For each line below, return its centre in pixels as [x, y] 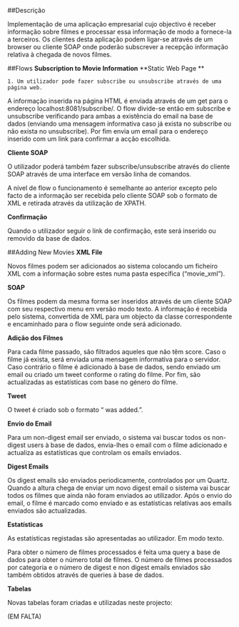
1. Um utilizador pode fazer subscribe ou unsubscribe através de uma [115, 81]
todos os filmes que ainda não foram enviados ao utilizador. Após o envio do [120, 495]
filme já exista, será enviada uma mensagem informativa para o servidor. [114, 359]
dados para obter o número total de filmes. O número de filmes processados [120, 560]
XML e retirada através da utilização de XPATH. [77, 203]
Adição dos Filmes [35, 338]
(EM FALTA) [24, 616]
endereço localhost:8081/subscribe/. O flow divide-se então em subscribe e [119, 109]
